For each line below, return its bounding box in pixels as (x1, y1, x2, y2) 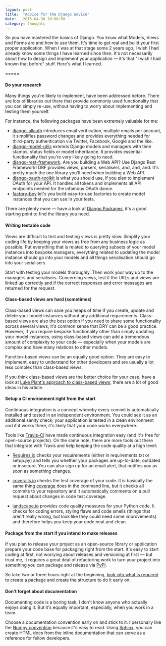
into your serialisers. (5, 259, 47, 265)
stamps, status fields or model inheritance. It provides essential (12, 149, 142, 155)
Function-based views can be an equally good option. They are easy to (5, 353, 151, 359)
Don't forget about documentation (5, 588, 77, 594)
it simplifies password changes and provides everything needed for (12, 133, 150, 139)
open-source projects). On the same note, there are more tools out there (5, 438, 153, 444)
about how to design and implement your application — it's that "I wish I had (5, 55, 161, 62)
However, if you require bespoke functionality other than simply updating (5, 328, 154, 334)
